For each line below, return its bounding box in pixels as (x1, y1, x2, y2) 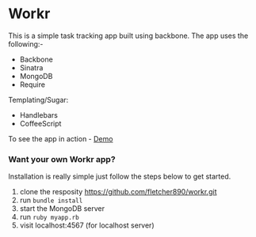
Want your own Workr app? (8, 153, 117, 164)
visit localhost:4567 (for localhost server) (19, 220, 155, 230)
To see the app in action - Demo (8, 134, 113, 143)
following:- (8, 39, 44, 48)
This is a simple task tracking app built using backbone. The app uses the (8, 31, 249, 40)
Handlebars (19, 110, 58, 119)
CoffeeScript (19, 118, 62, 128)
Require (19, 80, 46, 89)
